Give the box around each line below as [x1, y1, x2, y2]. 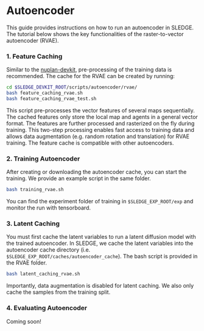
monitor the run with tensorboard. [6, 204, 91, 211]
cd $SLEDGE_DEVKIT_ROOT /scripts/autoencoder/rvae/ [6, 84, 138, 90]
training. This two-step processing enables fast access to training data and [6, 126, 195, 133]
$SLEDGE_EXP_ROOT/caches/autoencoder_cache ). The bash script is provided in [6, 253, 198, 260]
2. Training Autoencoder [6, 154, 80, 162]
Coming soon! [6, 318, 41, 325]
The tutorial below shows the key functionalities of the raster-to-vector [6, 30, 184, 37]
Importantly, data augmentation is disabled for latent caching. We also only [6, 282, 194, 289]
